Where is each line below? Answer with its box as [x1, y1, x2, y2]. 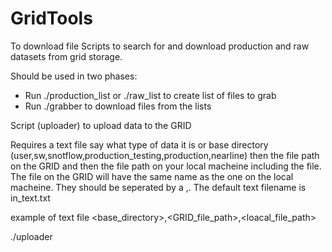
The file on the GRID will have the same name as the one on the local [10, 170, 294, 182]
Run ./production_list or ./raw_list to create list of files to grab [24, 89, 277, 101]
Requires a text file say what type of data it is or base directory [10, 138, 269, 151]
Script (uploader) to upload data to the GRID [10, 119, 192, 131]
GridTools [10, 7, 93, 30]
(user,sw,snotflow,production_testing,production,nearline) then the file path [10, 149, 320, 161]
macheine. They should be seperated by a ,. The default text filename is [10, 181, 307, 193]
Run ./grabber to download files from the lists [24, 100, 212, 112]
